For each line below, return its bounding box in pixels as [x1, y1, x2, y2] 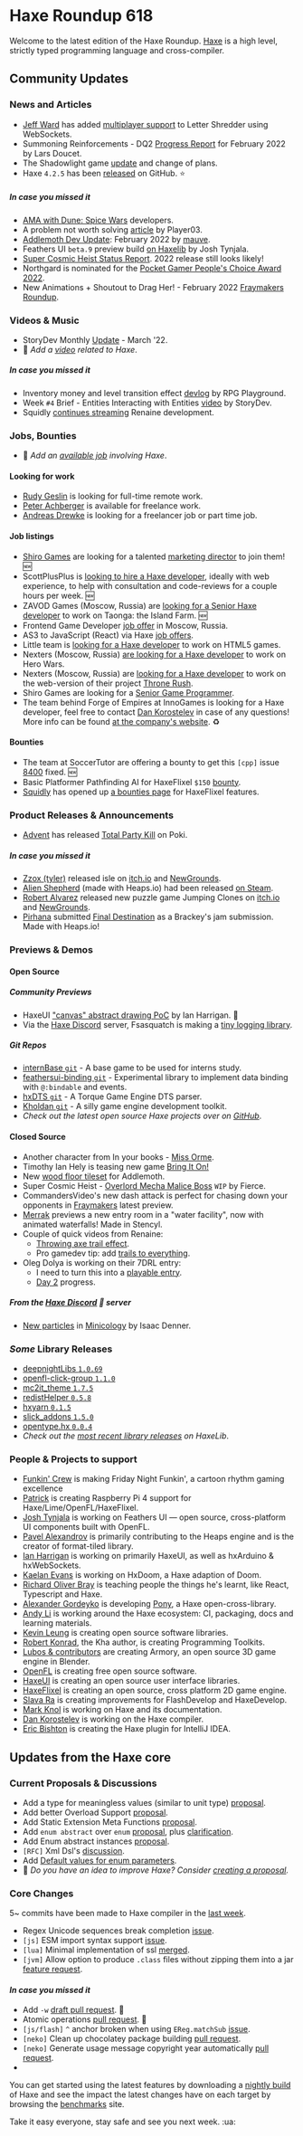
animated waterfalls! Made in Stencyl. [22, 1219, 163, 1229]
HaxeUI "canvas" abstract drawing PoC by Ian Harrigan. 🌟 [22, 1010, 239, 1021]
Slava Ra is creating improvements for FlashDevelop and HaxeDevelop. [22, 1695, 288, 1705]
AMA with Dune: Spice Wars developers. [22, 214, 175, 225]
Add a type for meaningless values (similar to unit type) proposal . [22, 1797, 267, 1808]
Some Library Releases [9, 1343, 113, 1355]
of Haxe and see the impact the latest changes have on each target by [9, 2089, 271, 2100]
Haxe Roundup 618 [9, 5, 154, 26]
